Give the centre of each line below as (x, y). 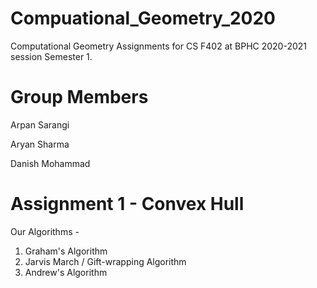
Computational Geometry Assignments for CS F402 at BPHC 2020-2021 (159, 46)
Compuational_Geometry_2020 (143, 18)
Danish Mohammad (50, 163)
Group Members (79, 97)
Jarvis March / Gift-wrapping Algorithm (105, 261)
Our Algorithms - (45, 231)
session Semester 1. (51, 56)
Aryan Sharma (40, 144)
